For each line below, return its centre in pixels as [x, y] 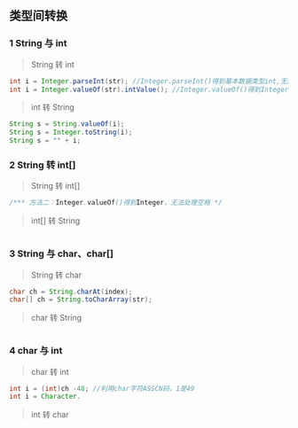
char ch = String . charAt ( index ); [71, 292]
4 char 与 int [36, 351]
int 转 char [50, 415]
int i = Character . [45, 397]
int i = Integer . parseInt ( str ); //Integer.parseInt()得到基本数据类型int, [145, 81]
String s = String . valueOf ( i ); [67, 124]
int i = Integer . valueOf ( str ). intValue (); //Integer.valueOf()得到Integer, [151, 89]
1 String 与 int [39, 43]
